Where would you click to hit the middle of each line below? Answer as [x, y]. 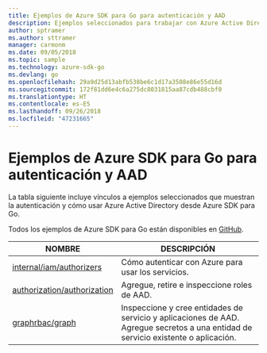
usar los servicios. [155, 272]
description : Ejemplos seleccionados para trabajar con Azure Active [126, 23]
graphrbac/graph [44, 322]
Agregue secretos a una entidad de [187, 328]
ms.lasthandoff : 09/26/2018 [55, 112]
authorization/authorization [63, 290]
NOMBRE [63, 248]
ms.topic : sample [37, 60]
